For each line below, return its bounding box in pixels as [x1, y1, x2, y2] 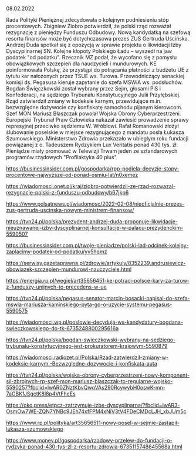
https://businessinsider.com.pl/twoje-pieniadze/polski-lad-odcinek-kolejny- [6, 242, 189, 249]
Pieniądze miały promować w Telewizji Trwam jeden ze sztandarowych [6, 147, 178, 155]
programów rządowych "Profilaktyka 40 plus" [6, 154, 117, 160]
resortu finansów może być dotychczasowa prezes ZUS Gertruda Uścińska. [6, 35, 190, 42]
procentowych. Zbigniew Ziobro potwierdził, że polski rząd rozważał [6, 23, 171, 29]
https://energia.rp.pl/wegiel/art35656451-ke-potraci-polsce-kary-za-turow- [6, 277, 190, 284]
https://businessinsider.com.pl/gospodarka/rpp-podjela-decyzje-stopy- [6, 165, 180, 172]
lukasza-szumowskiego [6, 425, 63, 432]
